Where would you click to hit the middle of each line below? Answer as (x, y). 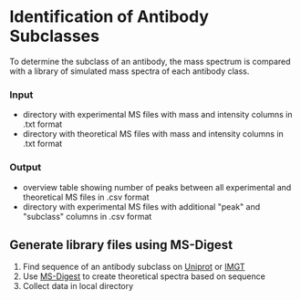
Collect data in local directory (78, 286)
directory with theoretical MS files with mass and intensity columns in (153, 134)
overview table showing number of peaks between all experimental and (157, 187)
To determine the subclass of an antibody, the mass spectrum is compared (150, 61)
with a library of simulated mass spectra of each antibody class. (130, 71)
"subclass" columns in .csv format (87, 216)
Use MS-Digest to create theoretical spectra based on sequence (144, 276)
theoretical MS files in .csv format (86, 197)
